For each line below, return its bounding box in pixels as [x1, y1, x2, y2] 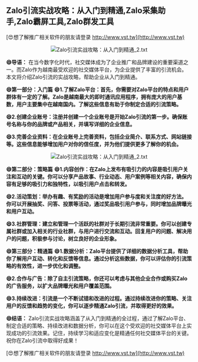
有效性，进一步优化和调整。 [16, 262, 84, 269]
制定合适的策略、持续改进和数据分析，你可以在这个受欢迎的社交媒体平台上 [6, 322, 187, 329]
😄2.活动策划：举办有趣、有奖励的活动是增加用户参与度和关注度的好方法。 [6, 193, 187, 200]
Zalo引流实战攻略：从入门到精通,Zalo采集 [6, 5, 158, 16]
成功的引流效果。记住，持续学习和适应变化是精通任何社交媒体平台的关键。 [11, 330, 192, 337]
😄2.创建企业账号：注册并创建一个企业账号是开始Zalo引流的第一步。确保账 [6, 113, 187, 120]
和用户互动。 [6, 207, 37, 214]
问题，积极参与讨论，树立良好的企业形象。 [16, 235, 120, 242]
